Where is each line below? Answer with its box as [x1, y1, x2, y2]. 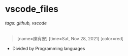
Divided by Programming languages [12, 46, 85, 52]
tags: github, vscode [5, 20, 47, 26]
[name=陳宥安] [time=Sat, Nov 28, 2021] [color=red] [17, 36, 124, 42]
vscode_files [5, 3, 59, 15]
